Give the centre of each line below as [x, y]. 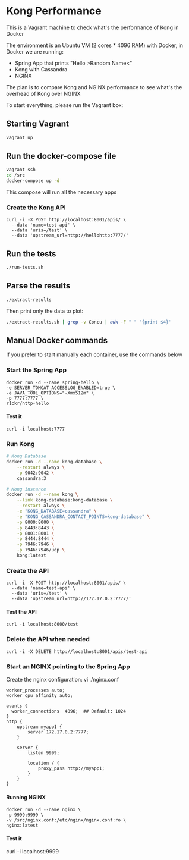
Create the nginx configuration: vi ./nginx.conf [63, 680]
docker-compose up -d [33, 181]
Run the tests [31, 254]
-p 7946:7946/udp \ [41, 550]
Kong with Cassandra [41, 69]
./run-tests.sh [25, 268]
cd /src [16, 175]
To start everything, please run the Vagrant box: [65, 105]
